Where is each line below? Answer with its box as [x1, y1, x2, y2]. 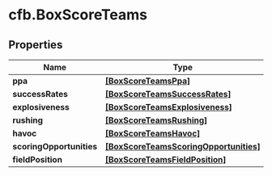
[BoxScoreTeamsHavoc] [104, 128, 201, 139]
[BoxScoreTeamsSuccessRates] [104, 89, 232, 99]
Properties [8, 38, 63, 52]
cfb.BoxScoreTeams [8, 6, 148, 24]
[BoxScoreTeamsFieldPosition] [104, 154, 227, 165]
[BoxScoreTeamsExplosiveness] [104, 102, 232, 112]
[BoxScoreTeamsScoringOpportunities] [104, 141, 261, 152]
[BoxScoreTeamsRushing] [104, 115, 208, 126]
